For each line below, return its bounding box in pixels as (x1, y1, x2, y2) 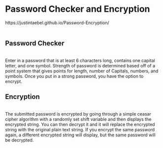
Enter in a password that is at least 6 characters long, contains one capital (5, 58, 155, 63)
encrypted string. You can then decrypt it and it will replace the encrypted (5, 121, 155, 127)
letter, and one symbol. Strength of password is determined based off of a (5, 62, 156, 68)
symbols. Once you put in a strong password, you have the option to (5, 73, 144, 79)
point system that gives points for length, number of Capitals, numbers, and (5, 68, 159, 74)
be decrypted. (5, 137, 34, 143)
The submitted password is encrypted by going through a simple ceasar (5, 111, 151, 117)
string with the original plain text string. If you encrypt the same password (5, 126, 155, 132)
